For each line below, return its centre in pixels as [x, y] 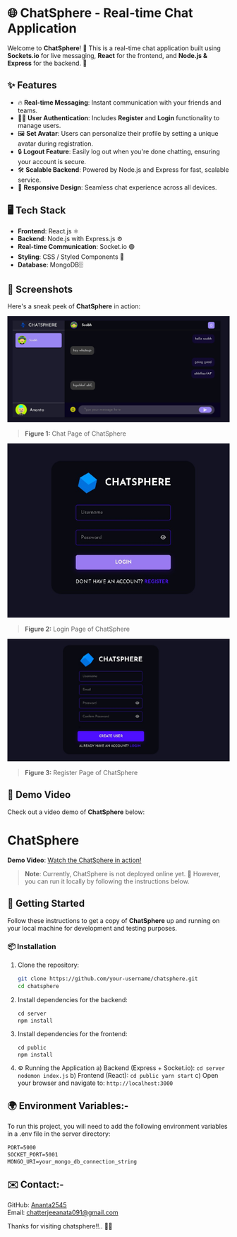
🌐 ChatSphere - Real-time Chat [100, 13]
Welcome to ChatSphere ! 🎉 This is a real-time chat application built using [114, 48]
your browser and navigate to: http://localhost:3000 [95, 1083]
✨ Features [32, 85]
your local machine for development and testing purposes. [92, 928]
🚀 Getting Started [46, 904]
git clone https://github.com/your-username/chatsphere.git [108, 978]
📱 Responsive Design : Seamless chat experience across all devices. [117, 187]
